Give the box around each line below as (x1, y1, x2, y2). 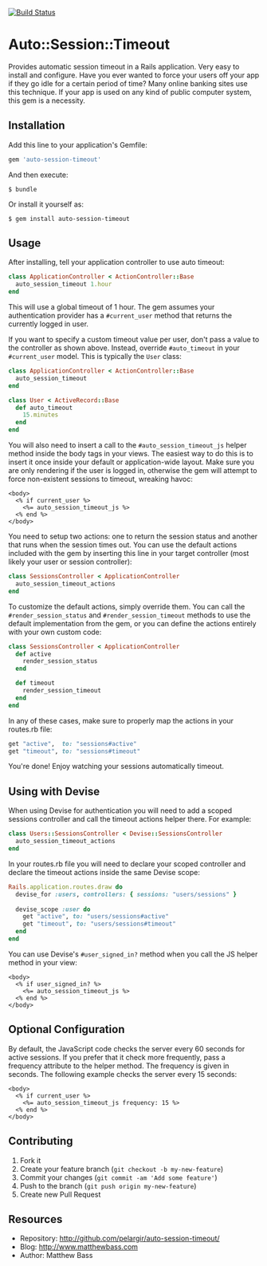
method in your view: (8, 957, 77, 967)
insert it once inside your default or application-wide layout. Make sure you (8, 457, 255, 467)
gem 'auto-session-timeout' (8, 156, 102, 164)
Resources (8, 1213, 63, 1226)
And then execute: (8, 170, 69, 179)
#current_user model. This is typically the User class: (8, 352, 182, 361)
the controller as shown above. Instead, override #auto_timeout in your (8, 343, 241, 353)
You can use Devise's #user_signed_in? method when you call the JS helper (8, 949, 258, 959)
